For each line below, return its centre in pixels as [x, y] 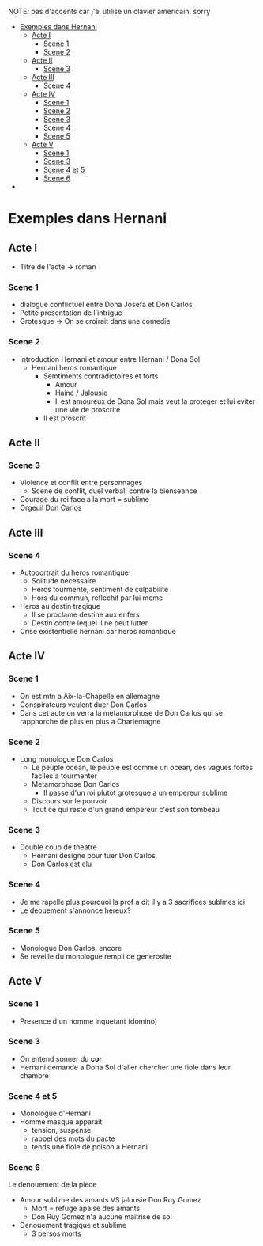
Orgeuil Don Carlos [51, 508]
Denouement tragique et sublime [73, 1225]
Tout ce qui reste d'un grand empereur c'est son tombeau [125, 809]
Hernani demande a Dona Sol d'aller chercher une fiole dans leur [125, 1067]
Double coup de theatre [58, 847]
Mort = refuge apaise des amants [86, 1208]
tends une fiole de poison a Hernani [90, 1147]
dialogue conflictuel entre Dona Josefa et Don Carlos [106, 305]
